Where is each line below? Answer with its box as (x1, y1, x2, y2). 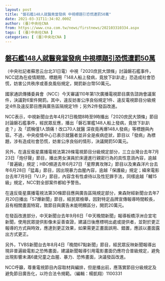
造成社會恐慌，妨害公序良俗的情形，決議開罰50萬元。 (22, 138, 131, 144)
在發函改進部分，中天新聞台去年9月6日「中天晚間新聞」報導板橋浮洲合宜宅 (5, 213, 157, 219)
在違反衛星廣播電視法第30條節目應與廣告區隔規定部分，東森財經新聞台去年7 (5, 190, 160, 196)
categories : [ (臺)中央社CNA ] (5, 35, 66, 40)
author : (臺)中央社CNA (5, 21, 49, 26)
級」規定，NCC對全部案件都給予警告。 (5, 179, 83, 185)
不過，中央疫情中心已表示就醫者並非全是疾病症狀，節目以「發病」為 (13, 132, 151, 138)
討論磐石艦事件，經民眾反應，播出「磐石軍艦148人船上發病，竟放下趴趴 (5, 120, 150, 125)
